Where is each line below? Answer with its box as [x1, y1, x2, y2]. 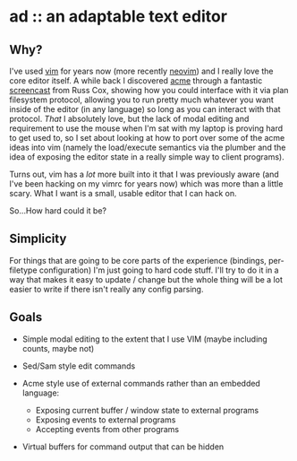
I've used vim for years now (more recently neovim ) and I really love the [9, 65, 274, 76]
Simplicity [9, 231, 67, 247]
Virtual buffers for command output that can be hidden [21, 441, 225, 452]
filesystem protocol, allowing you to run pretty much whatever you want [9, 94, 275, 105]
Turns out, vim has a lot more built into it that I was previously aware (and [9, 169, 279, 179]
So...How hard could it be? [9, 205, 107, 216]
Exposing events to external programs [35, 414, 176, 425]
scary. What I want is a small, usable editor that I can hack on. [9, 188, 237, 198]
